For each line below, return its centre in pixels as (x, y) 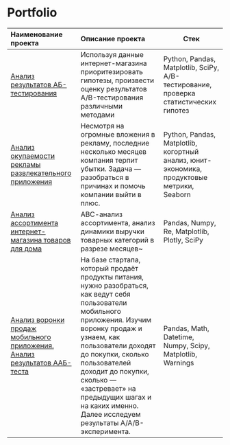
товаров (57, 240)
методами (98, 115)
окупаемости (33, 156)
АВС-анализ (102, 214)
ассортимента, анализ (118, 223)
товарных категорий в (117, 240)
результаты (100, 422)
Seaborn (177, 194)
